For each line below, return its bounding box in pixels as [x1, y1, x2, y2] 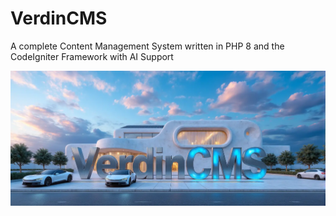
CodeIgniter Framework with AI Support [10, 50, 174, 62]
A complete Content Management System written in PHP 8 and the [10, 40, 285, 52]
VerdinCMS [10, 7, 108, 30]
